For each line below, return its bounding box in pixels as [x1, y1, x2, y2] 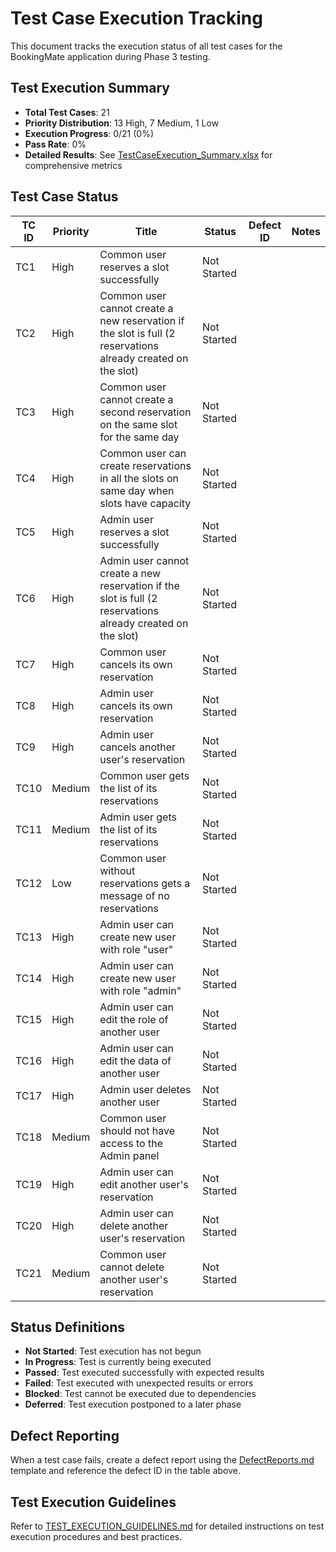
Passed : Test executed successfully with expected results [24, 1367, 265, 1379]
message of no [99, 888, 170, 902]
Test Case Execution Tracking [10, 7, 263, 30]
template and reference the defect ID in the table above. [10, 1465, 241, 1477]
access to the [99, 1136, 164, 1150]
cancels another [99, 740, 177, 754]
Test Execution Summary [10, 80, 170, 97]
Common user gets [99, 768, 190, 782]
